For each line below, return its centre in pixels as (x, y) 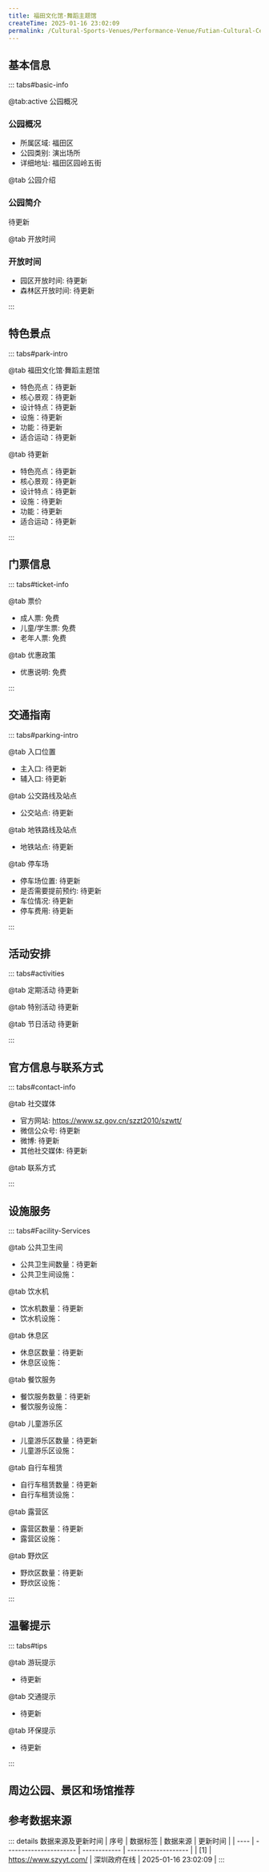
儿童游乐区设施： (48, 1450)
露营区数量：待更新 (52, 1528)
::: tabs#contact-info (42, 1087)
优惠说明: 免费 (43, 672)
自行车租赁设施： (48, 1494)
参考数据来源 (40, 1820)
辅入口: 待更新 (43, 779)
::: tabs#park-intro (38, 353)
